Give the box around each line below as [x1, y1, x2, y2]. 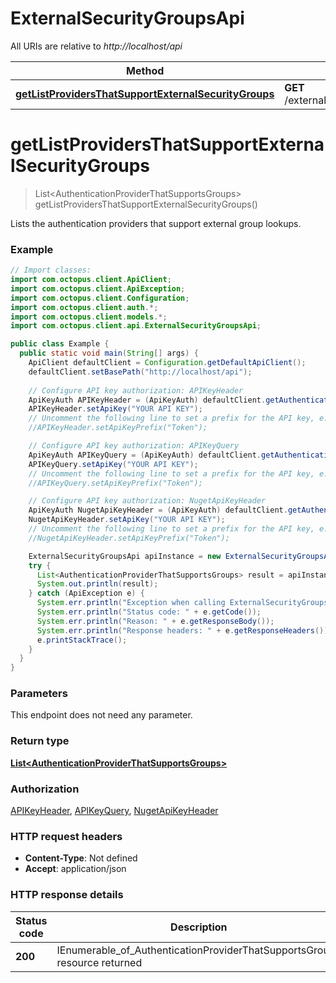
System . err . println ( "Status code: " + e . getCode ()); [36, 607, 262, 617]
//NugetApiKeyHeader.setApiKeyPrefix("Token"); [28, 533, 230, 543]
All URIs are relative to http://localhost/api [10, 40, 183, 52]
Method [126, 63, 165, 77]
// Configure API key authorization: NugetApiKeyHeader [28, 496, 267, 506]
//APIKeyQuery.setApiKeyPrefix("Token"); [28, 478, 203, 488]
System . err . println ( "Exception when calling [36, 598, 226, 608]
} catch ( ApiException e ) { [28, 588, 145, 599]
